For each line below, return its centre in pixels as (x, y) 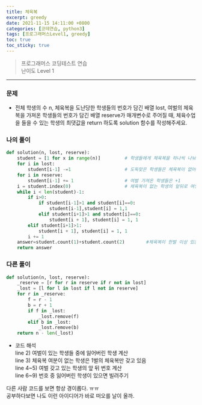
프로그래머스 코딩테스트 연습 (54, 63)
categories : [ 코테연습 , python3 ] (46, 29)
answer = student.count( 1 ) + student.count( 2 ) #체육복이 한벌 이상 (102, 242)
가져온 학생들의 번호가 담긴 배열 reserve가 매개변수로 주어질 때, (101, 116)
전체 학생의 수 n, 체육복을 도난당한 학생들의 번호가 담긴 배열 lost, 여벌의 (98, 108)
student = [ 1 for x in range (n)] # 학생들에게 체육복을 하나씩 (101, 158)
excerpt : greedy (26, 17)
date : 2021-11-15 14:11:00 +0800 (48, 23)
